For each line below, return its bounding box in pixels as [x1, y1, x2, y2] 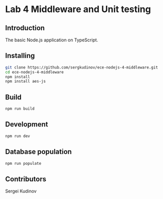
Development [5, 120, 49, 129]
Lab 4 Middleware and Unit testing [5, 4, 151, 15]
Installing [5, 51, 35, 60]
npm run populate [5, 161, 42, 166]
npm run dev [5, 134, 30, 139]
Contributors [5, 175, 47, 183]
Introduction [5, 24, 45, 32]
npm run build [5, 106, 35, 111]
